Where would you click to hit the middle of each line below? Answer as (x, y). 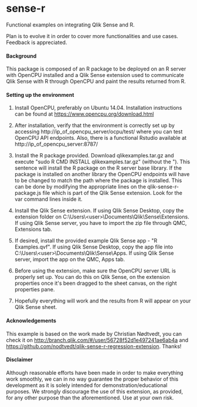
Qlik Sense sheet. (36, 307)
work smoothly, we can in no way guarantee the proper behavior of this (92, 379)
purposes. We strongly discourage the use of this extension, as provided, (95, 391)
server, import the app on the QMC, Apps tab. (69, 260)
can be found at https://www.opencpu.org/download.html (84, 114)
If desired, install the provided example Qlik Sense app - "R (86, 241)
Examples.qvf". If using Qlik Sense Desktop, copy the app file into (94, 247)
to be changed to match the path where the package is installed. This (98, 180)
